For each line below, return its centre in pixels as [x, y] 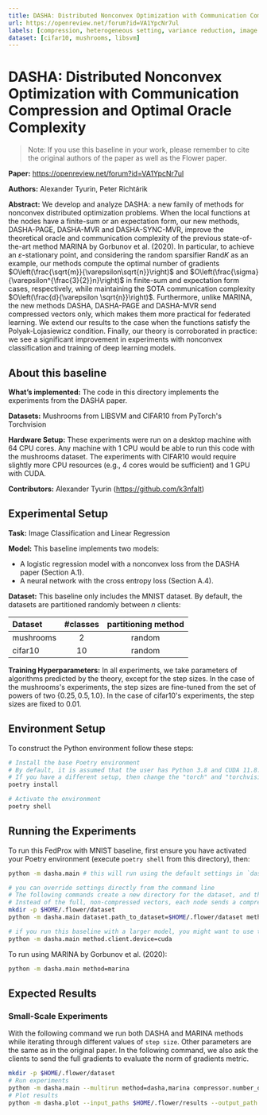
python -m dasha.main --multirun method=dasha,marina [99, 1088]
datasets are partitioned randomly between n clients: [95, 604]
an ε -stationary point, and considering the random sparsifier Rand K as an [128, 255]
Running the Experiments [72, 831]
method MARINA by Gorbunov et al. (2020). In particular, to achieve [143, 246]
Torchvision [27, 424]
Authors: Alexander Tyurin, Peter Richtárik [78, 189]
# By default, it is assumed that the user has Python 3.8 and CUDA [124, 770]
